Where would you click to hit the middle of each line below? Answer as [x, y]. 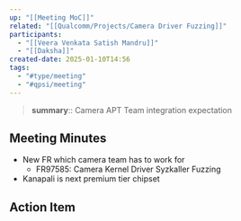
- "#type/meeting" [52, 76]
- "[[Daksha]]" [46, 51]
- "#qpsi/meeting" [52, 84]
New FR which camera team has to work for [103, 160]
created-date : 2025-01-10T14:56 [70, 59]
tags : [19, 68]
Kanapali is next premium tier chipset [91, 179]
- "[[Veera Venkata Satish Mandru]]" [88, 43]
